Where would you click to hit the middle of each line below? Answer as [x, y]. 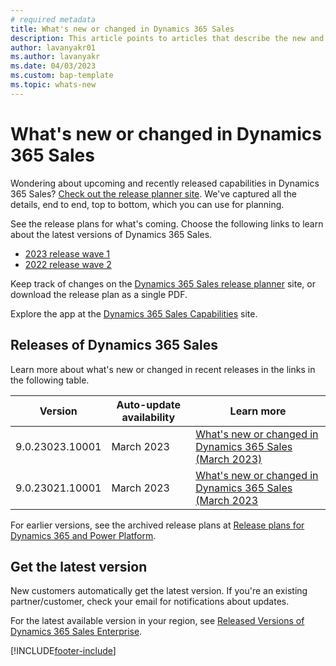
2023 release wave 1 [67, 253]
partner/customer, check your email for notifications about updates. [150, 602]
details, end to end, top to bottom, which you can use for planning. [147, 204]
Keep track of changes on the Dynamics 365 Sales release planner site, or [163, 283]
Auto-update [148, 404]
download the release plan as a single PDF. [99, 294]
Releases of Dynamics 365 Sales [114, 345]
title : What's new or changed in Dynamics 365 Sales [122, 29]
